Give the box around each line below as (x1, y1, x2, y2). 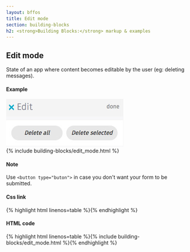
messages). (6, 72, 35, 79)
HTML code (6, 220, 35, 227)
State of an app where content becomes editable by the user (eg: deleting (6, 66, 185, 73)
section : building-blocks (6, 22, 69, 28)
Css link (6, 193, 26, 200)
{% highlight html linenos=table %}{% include (6, 233, 117, 240)
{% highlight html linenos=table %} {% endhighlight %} (6, 206, 138, 213)
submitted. (6, 180, 32, 187)
